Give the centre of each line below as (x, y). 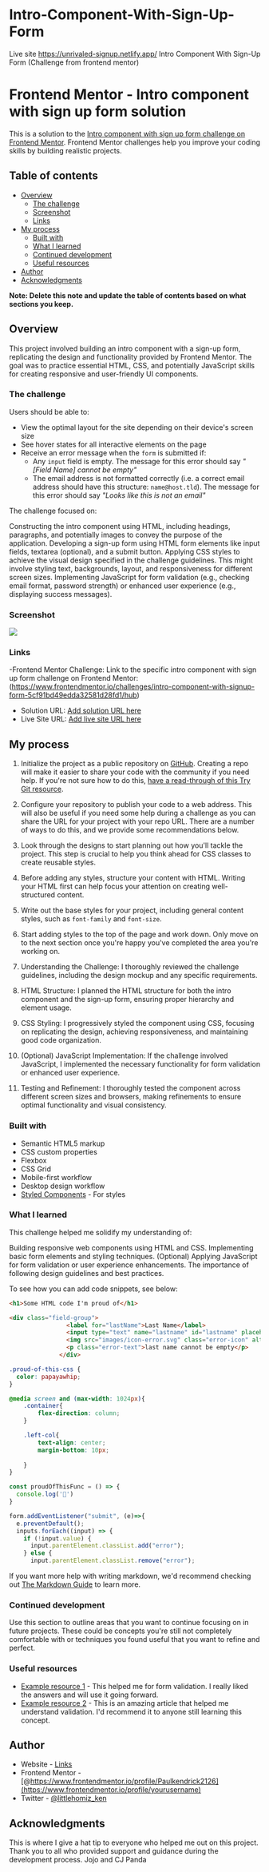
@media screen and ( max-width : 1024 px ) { (77, 1399)
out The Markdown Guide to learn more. (75, 1584)
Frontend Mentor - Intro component (129, 95)
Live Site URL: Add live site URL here (81, 719)
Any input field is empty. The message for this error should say (136, 461)
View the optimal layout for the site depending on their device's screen (137, 427)
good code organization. (61, 1040)
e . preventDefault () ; (50, 1524)
